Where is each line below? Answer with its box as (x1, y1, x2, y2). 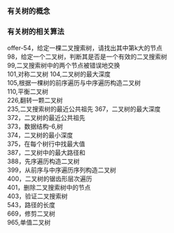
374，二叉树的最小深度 (7, 131, 73, 140)
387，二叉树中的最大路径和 (7, 149, 86, 157)
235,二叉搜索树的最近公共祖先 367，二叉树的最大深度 (7, 105, 161, 113)
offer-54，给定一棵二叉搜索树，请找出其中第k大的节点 (7, 44, 163, 52)
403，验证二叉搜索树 (7, 192, 68, 200)
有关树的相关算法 (7, 27, 65, 36)
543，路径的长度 (7, 201, 56, 209)
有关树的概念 (7, 6, 51, 15)
